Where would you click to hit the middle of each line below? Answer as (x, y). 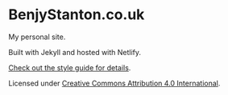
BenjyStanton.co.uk (77, 15)
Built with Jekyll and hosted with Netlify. (75, 52)
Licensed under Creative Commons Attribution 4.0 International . (114, 83)
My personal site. (37, 37)
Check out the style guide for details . (70, 67)
